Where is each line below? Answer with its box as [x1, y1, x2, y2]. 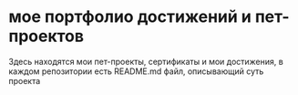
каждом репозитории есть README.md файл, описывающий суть [8, 66, 264, 77]
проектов [8, 26, 84, 47]
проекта [8, 75, 41, 86]
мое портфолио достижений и [8, 6, 252, 27]
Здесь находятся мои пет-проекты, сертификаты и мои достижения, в [8, 56, 283, 67]
